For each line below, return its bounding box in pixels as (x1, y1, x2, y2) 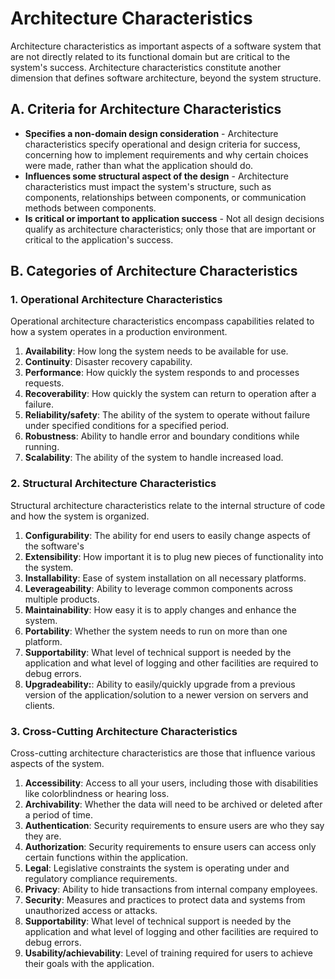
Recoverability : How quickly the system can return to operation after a (24, 388, 317, 400)
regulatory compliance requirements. (24, 873, 178, 885)
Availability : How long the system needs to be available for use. (24, 345, 289, 357)
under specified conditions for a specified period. (24, 420, 230, 432)
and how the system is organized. (10, 510, 150, 522)
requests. (24, 377, 65, 389)
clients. (24, 699, 55, 711)
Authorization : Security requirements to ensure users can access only (24, 841, 317, 853)
